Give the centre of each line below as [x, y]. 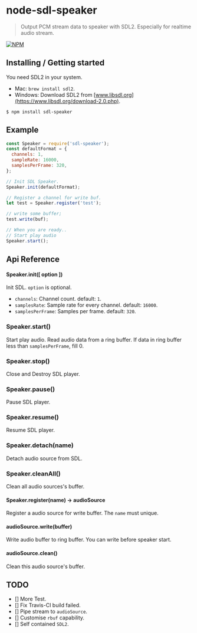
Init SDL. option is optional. [39, 287]
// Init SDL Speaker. [33, 181]
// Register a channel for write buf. [54, 198]
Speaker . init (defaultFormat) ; [43, 187]
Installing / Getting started [55, 63]
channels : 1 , [27, 155]
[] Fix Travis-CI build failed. [47, 605]
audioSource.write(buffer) [39, 526]
